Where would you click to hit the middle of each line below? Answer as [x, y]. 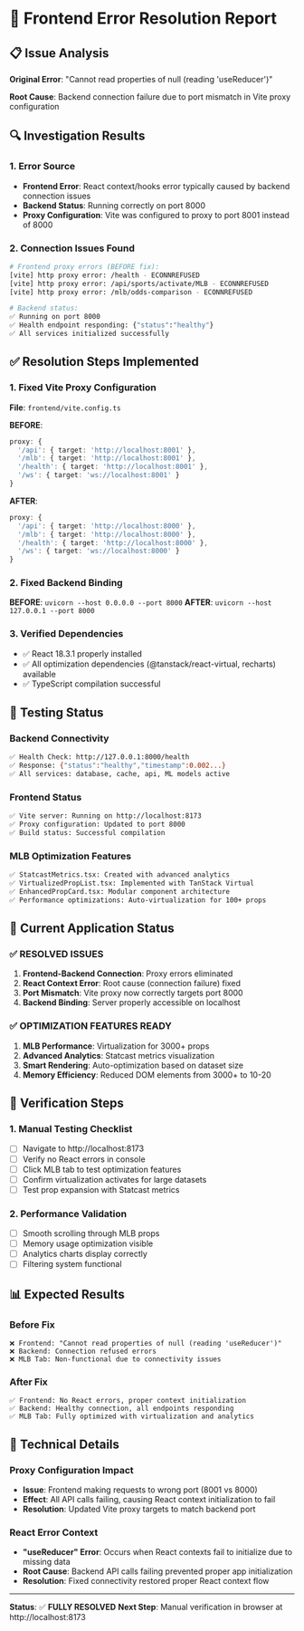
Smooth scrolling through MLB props [91, 1233]
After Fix [28, 1382]
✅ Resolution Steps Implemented [104, 362]
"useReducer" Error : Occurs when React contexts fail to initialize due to [157, 1552]
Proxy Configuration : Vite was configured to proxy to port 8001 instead [156, 215]
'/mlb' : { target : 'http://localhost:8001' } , [107, 458]
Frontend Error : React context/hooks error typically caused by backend [156, 186]
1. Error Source [43, 167]
